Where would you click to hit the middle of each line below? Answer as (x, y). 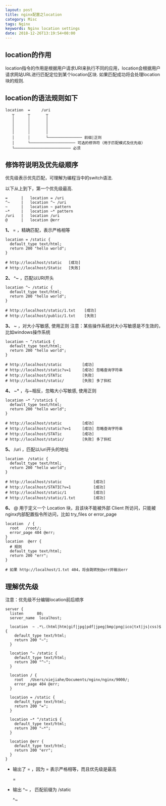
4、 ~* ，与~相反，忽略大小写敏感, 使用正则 (51, 391)
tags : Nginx (18, 24)
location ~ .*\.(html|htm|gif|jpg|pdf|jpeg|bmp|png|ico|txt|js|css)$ (86, 627)
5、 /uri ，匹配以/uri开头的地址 (37, 450)
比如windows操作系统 (28, 332)
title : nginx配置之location (34, 15)
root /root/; (26, 528)
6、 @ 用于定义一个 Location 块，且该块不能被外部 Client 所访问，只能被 (81, 508)
